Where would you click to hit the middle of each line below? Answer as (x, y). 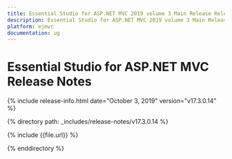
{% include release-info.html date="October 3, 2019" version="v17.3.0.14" (112, 101)
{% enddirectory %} (36, 149)
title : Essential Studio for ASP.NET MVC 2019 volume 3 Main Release (109, 13)
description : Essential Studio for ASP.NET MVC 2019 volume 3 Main (106, 20)
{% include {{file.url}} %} (43, 135)
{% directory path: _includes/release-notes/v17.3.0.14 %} (88, 122)
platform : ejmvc (30, 26)
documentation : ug (33, 33)
